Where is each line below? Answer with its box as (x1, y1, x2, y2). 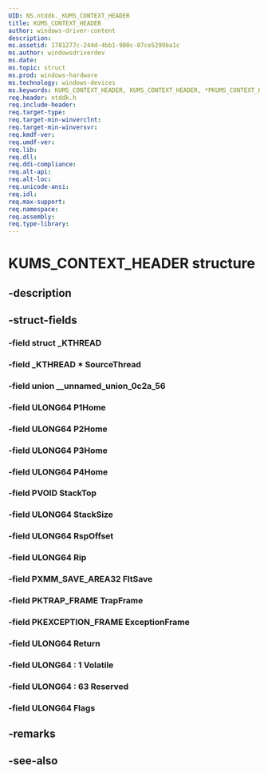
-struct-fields (8, 314, 77, 327)
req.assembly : (8, 213, 56, 221)
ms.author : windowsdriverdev (8, 49, 105, 57)
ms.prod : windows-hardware (8, 71, 98, 79)
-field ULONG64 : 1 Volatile (8, 659, 114, 671)
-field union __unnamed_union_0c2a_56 (8, 380, 166, 391)
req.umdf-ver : (8, 138, 56, 146)
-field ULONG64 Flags (8, 702, 96, 713)
